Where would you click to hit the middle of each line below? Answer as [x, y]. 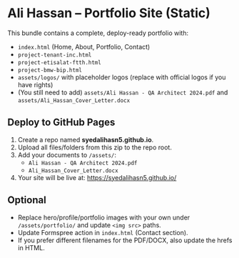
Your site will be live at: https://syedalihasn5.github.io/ [97, 177]
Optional [27, 200]
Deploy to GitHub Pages [61, 123]
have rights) [35, 84]
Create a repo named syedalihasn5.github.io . [86, 139]
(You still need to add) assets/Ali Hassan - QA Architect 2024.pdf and [123, 92]
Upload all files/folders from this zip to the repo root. [95, 147]
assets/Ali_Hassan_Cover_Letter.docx [74, 100]
